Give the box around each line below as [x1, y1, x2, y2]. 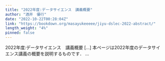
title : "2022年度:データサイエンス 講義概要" [5, 7, 93, 12]
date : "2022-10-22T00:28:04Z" [5, 16, 69, 21]
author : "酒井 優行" [5, 12, 47, 17]
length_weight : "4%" [5, 26, 49, 31]
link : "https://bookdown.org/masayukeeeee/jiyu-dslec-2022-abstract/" [5, 21, 156, 26]
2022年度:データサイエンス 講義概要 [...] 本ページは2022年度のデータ [5, 45, 152, 50]
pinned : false [5, 30, 35, 35]
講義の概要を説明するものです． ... [18, 51, 89, 57]
